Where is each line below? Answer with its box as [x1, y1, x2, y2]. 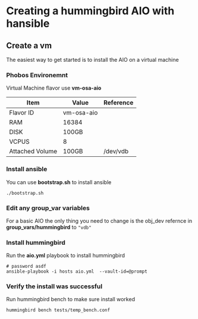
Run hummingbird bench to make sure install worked [6, 296, 136, 303]
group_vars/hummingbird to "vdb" [6, 223, 92, 230]
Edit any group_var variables [6, 204, 90, 212]
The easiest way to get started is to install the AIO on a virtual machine [6, 56, 180, 63]
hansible [6, 17, 50, 30]
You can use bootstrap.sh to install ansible [6, 178, 112, 185]
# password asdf [6, 263, 46, 270]
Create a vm [6, 40, 52, 50]
